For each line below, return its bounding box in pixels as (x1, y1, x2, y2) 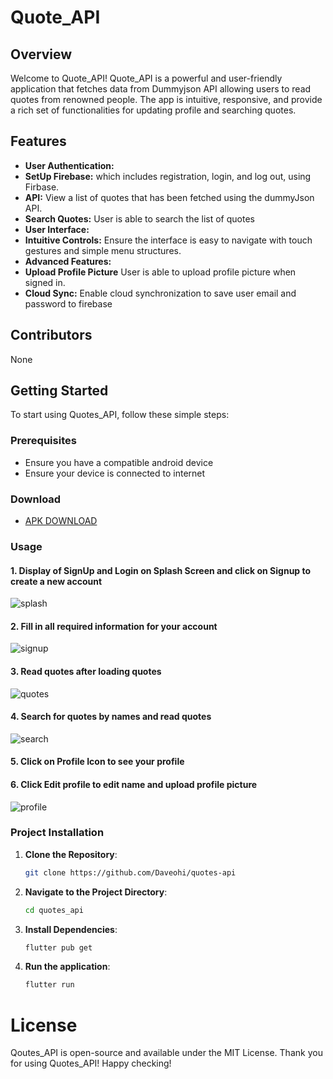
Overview (10, 46, 73, 63)
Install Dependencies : (24, 923, 118, 935)
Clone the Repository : (24, 848, 118, 860)
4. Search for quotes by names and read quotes (10, 711, 212, 723)
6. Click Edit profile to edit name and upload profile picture (10, 778, 258, 790)
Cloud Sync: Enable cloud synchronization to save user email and (24, 287, 297, 299)
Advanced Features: (24, 255, 112, 267)
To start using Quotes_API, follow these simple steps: (10, 409, 230, 421)
